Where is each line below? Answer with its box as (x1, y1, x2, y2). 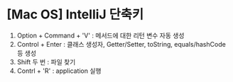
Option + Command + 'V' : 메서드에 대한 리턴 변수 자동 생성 (16, 31, 185, 40)
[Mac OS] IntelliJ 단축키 (6, 6, 144, 23)
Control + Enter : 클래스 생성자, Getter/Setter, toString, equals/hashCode (16, 40, 227, 48)
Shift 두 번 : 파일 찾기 (16, 57, 76, 66)
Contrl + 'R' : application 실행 (16, 66, 102, 75)
